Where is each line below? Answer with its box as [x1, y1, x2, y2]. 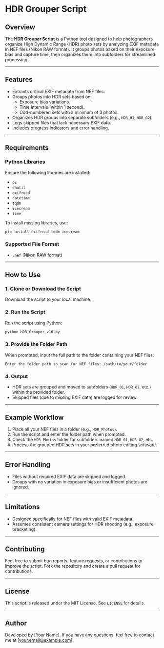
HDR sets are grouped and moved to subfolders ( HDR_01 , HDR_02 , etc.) [12, 384, 151, 390]
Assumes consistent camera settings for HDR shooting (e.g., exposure [12, 521, 154, 527]
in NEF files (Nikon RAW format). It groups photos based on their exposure [5, 47, 155, 52]
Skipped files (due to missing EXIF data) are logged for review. [12, 394, 138, 400]
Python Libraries [5, 158, 45, 165]
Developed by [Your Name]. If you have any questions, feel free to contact [5, 632, 155, 638]
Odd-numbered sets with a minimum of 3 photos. [19, 109, 119, 115]
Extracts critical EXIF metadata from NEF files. [12, 88, 105, 94]
